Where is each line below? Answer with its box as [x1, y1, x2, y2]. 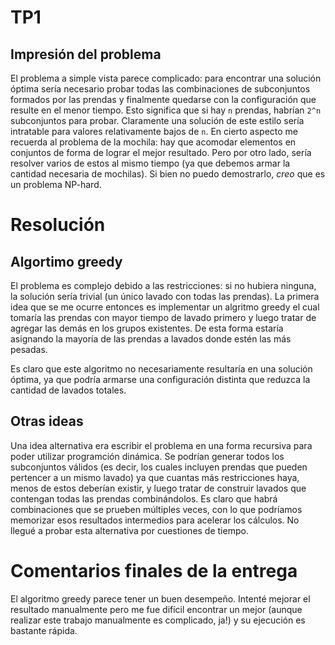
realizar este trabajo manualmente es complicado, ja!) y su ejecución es [10, 614, 306, 626]
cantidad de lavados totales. [10, 384, 127, 396]
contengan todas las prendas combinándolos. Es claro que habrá [10, 492, 278, 505]
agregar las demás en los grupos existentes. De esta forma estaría [10, 322, 284, 334]
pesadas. [10, 344, 48, 355]
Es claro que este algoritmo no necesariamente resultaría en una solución [10, 363, 313, 375]
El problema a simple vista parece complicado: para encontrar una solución [10, 72, 322, 84]
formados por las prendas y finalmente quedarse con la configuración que [10, 94, 317, 105]
